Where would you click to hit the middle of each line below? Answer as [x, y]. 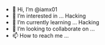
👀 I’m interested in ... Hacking [49, 16]
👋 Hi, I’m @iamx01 [35, 9]
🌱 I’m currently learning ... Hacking [56, 22]
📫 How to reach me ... [40, 36]
